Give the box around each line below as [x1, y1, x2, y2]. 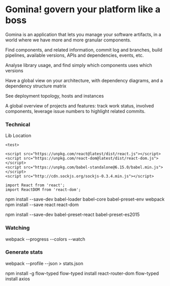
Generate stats [5, 249, 43, 256]
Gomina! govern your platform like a [5, 4, 161, 15]
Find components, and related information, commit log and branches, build [5, 47, 162, 53]
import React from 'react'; [5, 183, 65, 188]
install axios [5, 275, 30, 282]
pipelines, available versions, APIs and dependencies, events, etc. [5, 52, 144, 58]
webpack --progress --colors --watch [5, 236, 86, 242]
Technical [5, 121, 31, 128]
